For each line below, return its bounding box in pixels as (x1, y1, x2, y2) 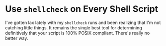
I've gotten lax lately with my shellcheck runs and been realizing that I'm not (5, 20, 161, 25)
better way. (5, 35, 28, 41)
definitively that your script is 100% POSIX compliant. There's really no (5, 30, 150, 36)
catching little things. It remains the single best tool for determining (5, 24, 143, 30)
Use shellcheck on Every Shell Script (5, 3, 159, 15)
